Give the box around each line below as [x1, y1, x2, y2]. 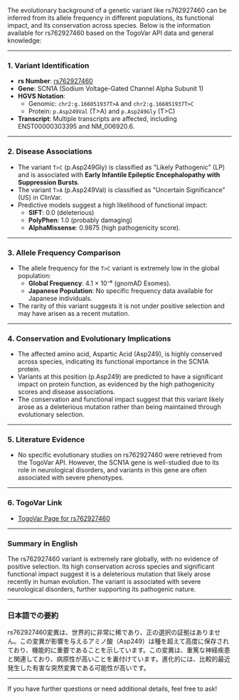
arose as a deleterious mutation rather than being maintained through [17, 403, 222, 411]
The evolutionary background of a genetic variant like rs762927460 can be [7, 6, 227, 14]
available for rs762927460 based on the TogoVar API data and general [7, 28, 214, 37]
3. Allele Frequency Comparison [7, 248, 121, 258]
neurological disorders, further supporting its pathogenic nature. [7, 585, 196, 593]
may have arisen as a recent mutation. [17, 309, 130, 317]
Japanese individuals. [28, 294, 92, 302]
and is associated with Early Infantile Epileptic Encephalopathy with [17, 170, 221, 179]
